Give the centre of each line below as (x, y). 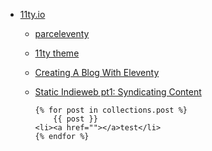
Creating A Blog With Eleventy (97, 72)
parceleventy (62, 33)
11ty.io (32, 14)
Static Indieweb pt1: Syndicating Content (118, 92)
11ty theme (57, 53)
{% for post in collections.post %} (111, 110)
